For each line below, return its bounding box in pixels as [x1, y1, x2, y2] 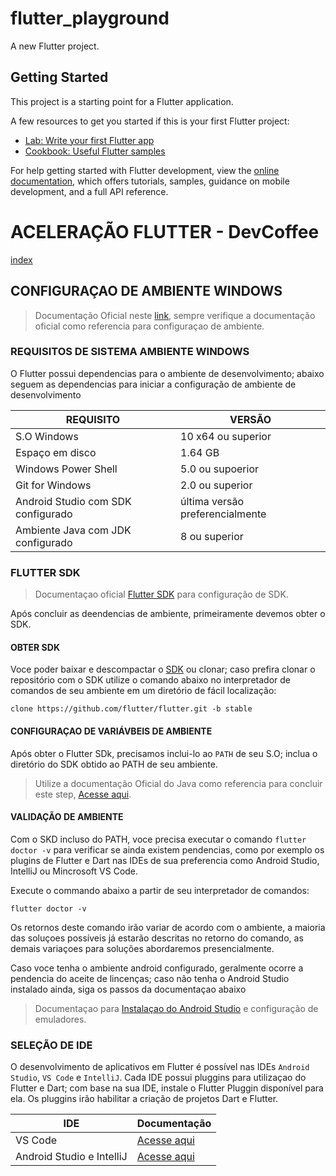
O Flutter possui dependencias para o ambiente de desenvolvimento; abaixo [10, 367, 325, 379]
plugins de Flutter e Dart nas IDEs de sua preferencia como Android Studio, [10, 854, 320, 866]
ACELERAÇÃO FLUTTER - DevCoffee [10, 220, 320, 243]
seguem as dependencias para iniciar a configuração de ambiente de [10, 378, 297, 390]
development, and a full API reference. [10, 185, 169, 197]
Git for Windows [15, 478, 92, 492]
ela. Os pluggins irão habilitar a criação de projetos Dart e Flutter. [10, 1093, 279, 1104]
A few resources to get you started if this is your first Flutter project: [10, 115, 290, 127]
